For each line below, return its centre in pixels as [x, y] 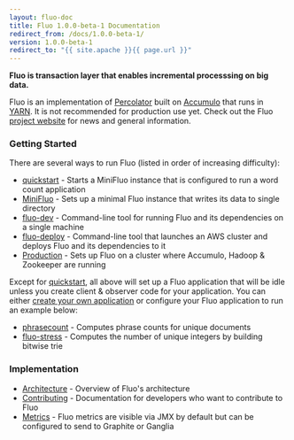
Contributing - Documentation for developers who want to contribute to [152, 398]
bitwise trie [43, 346]
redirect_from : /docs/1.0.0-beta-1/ [77, 34]
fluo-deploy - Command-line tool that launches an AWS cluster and [145, 236]
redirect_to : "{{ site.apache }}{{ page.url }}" [101, 50]
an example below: [43, 310]
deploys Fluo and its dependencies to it [94, 246]
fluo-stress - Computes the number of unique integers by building [142, 336]
